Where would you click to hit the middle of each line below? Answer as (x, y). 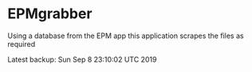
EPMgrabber (50, 14)
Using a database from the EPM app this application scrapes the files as (126, 36)
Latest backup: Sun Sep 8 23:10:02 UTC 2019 (82, 59)
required (22, 44)
